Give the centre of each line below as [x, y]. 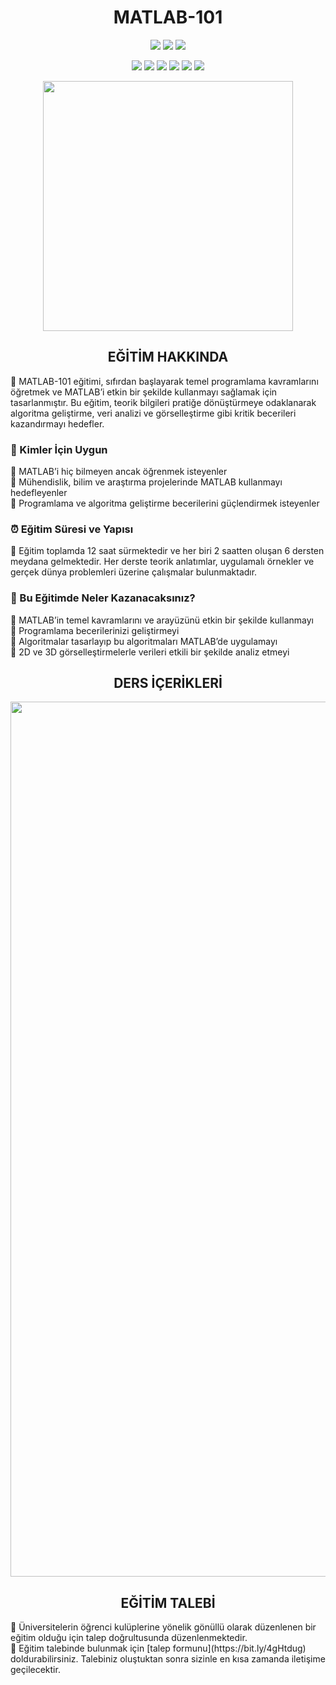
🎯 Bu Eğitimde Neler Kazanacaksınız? [103, 598]
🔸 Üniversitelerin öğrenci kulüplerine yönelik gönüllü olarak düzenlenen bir [163, 1627]
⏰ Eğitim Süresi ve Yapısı [72, 529]
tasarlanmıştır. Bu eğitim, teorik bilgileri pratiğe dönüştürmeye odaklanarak [163, 402]
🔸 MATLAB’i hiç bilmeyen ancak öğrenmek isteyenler [119, 472]
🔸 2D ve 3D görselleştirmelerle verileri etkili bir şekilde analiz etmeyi [150, 652]
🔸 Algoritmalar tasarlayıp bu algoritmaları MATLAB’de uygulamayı [144, 641]
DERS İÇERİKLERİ [168, 683]
